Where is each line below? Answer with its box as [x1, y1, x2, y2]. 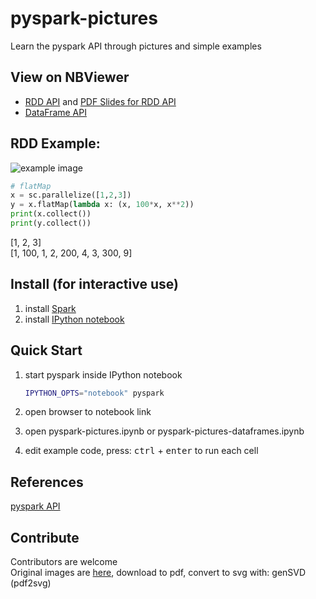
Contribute [10, 529, 80, 546]
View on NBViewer [10, 69, 130, 86]
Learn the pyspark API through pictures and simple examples [10, 40, 262, 52]
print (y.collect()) [10, 218, 92, 229]
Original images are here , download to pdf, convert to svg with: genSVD [10, 567, 307, 579]
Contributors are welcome [10, 556, 118, 568]
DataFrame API [24, 106, 87, 118]
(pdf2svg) [10, 577, 52, 589]
